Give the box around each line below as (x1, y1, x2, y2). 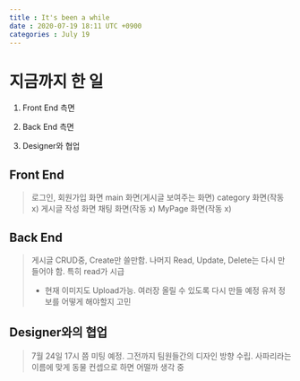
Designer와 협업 (21, 141, 81, 152)
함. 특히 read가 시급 (55, 265, 125, 276)
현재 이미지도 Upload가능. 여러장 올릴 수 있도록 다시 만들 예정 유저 (44, 284, 277, 296)
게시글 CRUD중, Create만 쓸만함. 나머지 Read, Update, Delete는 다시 (30, 255, 276, 265)
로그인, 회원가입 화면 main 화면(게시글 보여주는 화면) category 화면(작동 (30, 192, 285, 203)
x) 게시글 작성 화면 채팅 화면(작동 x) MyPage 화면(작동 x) (30, 203, 232, 214)
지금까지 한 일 (9, 71, 104, 91)
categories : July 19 (9, 30, 90, 39)
